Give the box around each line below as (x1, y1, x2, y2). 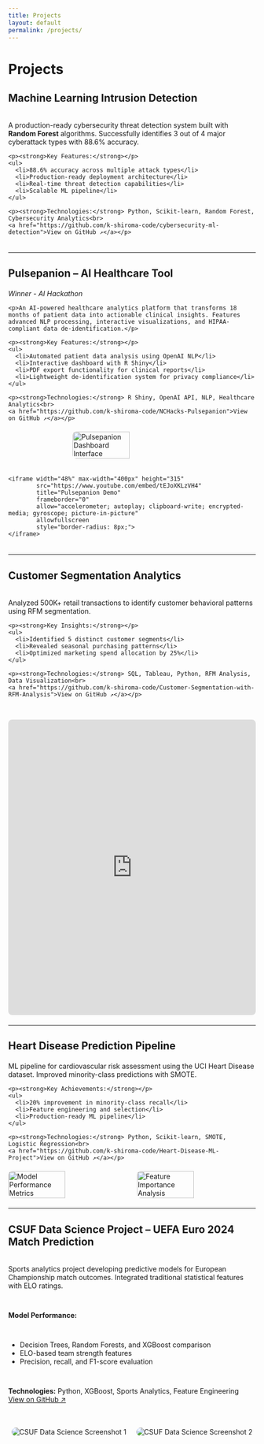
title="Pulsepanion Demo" (36, 489, 122, 497)
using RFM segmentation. (8, 606, 91, 615)
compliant (8, 325, 41, 333)
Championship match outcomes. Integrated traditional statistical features (8, 1272, 244, 1282)
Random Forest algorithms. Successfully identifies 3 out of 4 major (8, 128, 226, 138)
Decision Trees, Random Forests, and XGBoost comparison (19, 1340, 211, 1349)
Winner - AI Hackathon (8, 289, 83, 299)
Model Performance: (8, 1310, 77, 1320)
